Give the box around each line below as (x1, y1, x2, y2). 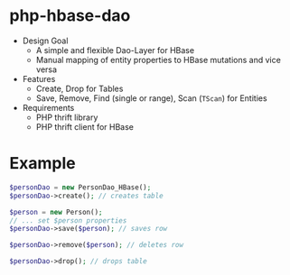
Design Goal (22, 35, 69, 46)
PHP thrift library (35, 112, 98, 123)
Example (9, 153, 76, 174)
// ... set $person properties (9, 215, 127, 225)
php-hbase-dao (9, 5, 131, 26)
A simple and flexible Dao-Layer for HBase (35, 44, 195, 55)
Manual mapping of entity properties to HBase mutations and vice (35, 54, 282, 65)
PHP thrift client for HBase (35, 121, 134, 132)
